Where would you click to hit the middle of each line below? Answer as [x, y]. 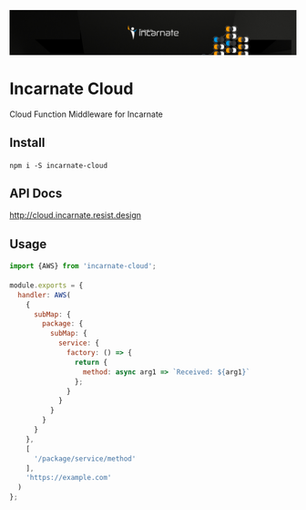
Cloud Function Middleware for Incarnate [87, 114]
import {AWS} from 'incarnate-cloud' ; [83, 266]
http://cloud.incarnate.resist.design [76, 215]
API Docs [36, 193]
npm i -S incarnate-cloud [58, 165]
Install [27, 143]
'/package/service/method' [85, 458]
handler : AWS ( [44, 295]
